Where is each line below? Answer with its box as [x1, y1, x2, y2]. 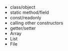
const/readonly [9, 15, 41, 20]
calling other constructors [9, 20, 63, 26]
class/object [9, 4, 35, 10]
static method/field [9, 9, 49, 15]
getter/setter [9, 25, 36, 31]
